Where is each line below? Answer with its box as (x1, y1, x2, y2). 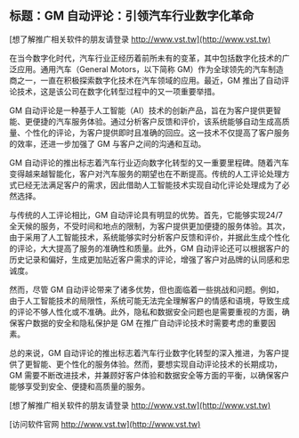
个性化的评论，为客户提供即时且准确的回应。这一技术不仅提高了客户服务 (24, 127, 290, 138)
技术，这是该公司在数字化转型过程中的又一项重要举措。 (16, 85, 220, 96)
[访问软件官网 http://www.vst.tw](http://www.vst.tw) (9, 418, 201, 429)
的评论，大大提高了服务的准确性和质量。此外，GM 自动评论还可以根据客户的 (9, 243, 290, 254)
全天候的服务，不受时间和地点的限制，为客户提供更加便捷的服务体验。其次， (9, 221, 290, 231)
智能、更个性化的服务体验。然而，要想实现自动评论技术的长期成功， (32, 359, 282, 369)
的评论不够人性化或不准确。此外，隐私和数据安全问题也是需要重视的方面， (9, 306, 282, 317)
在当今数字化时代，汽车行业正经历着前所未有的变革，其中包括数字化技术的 (9, 53, 282, 63)
